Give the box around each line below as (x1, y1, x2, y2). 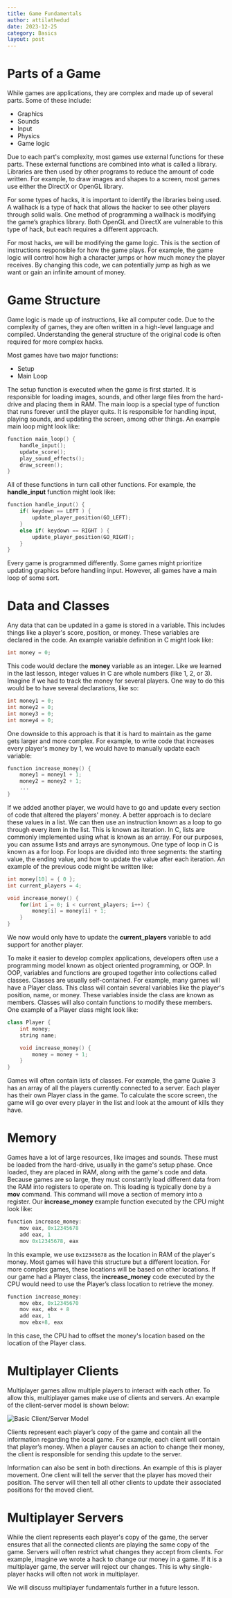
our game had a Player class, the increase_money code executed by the (7, 1272, 215, 1281)
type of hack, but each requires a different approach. (7, 225, 159, 233)
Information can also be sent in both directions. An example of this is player (7, 1463, 223, 1472)
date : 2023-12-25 (7, 23, 57, 30)
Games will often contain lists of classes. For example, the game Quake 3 (7, 1076, 216, 1085)
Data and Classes (7, 598, 110, 614)
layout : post (7, 36, 45, 43)
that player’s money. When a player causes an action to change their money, (7, 1442, 225, 1451)
